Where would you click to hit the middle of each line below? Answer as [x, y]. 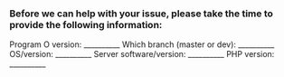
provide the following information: [86, 24]
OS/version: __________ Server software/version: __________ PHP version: [142, 54]
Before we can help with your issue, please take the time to [142, 14]
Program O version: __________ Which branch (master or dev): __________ [142, 44]
